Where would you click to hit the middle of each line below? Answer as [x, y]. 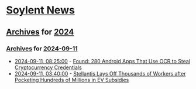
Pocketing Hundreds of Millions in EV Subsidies [72, 80]
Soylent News [40, 10]
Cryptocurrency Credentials [48, 67]
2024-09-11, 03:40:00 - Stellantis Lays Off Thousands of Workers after [100, 73]
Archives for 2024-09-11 [42, 49]
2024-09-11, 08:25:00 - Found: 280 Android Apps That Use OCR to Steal [102, 61]
